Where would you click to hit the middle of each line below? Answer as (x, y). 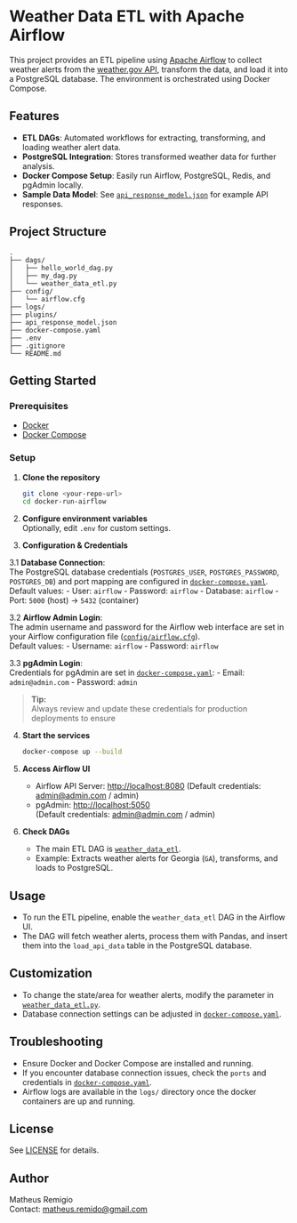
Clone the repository (61, 477)
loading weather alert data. (72, 147)
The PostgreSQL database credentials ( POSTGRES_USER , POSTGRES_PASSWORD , (144, 572)
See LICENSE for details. (54, 1150)
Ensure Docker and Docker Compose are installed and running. (137, 1063)
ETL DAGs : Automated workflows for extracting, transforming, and (144, 137)
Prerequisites (39, 406)
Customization (51, 974)
